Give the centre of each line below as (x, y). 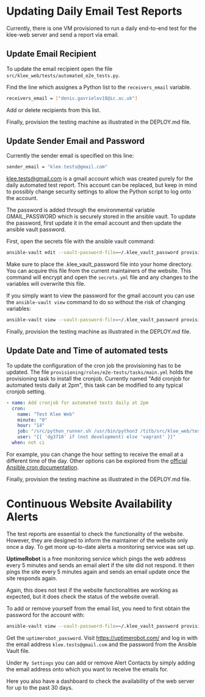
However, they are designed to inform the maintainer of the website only (97, 540)
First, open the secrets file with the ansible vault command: (81, 241)
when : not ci (28, 442)
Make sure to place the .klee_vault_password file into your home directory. (100, 264)
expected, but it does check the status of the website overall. (83, 596)
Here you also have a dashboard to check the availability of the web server (100, 681)
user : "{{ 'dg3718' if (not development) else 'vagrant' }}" (96, 437)
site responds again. (32, 578)
